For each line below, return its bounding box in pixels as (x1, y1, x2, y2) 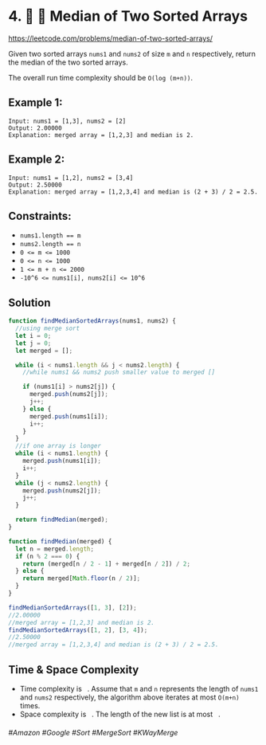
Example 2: (8, 153, 65, 167)
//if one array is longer (15, 442, 102, 450)
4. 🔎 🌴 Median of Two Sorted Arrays (8, 7, 248, 25)
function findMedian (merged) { (8, 537, 112, 545)
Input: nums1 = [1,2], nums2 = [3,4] (8, 174, 134, 182)
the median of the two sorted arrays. (8, 57, 129, 67)
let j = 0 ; (15, 339, 52, 347)
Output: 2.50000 (8, 181, 62, 189)
